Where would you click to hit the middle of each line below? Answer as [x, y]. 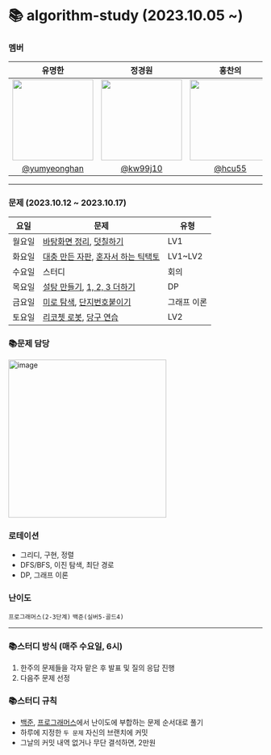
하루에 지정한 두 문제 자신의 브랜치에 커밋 [84, 732]
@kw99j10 [142, 169]
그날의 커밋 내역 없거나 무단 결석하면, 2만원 [88, 743]
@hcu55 [230, 169]
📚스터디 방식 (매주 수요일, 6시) [66, 646]
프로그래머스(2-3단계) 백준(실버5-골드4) [66, 617]
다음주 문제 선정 [45, 677]
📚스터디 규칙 [33, 701]
